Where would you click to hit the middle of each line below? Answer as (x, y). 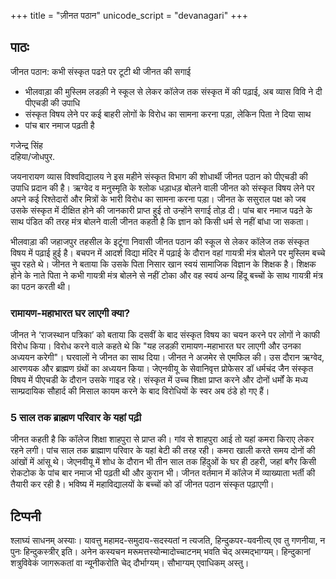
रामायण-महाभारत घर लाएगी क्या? (70, 313)
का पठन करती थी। (41, 286)
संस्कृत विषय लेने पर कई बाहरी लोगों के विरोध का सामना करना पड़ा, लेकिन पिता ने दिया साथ (168, 114)
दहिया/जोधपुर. (33, 156)
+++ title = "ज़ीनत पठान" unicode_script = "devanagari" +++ (129, 15)
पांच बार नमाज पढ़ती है (59, 125)
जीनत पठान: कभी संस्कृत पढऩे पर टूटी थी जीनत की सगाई (101, 71)
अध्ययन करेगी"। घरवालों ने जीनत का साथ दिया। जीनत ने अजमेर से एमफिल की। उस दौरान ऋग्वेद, (167, 357)
